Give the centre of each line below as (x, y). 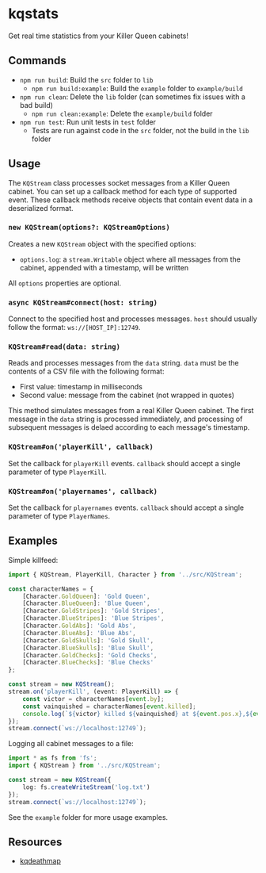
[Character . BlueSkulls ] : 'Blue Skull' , (88, 648)
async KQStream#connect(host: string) (83, 302)
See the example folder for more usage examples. (88, 817)
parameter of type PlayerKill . (57, 472)
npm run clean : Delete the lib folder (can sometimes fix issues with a (132, 97)
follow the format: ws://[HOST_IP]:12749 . (74, 327)
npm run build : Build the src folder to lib (86, 79)
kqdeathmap (40, 861)
